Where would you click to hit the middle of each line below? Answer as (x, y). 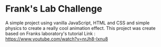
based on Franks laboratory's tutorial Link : (50, 33)
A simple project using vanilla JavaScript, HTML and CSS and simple (77, 23)
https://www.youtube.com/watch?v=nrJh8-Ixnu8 (57, 39)
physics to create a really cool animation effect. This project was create (80, 28)
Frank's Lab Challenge (54, 9)
